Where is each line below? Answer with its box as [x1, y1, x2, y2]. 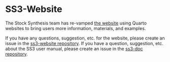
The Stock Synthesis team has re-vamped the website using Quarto [5, 20, 147, 26]
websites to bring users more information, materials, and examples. [5, 25, 146, 31]
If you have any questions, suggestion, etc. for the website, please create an [5, 35, 165, 41]
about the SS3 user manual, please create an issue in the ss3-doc [5, 45, 143, 51]
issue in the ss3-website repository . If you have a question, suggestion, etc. [5, 40, 163, 46]
